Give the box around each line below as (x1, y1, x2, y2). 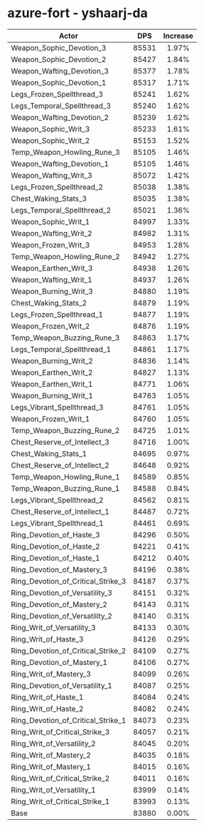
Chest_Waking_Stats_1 (11, 448, 87, 458)
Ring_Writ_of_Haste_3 (11, 634, 84, 644)
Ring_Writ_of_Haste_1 (11, 692, 84, 702)
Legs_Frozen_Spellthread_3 (11, 89, 104, 99)
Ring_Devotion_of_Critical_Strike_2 (11, 646, 127, 656)
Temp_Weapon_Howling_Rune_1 (11, 472, 120, 482)
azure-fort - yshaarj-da (7, 5, 148, 21)
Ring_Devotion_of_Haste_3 (11, 529, 101, 539)
